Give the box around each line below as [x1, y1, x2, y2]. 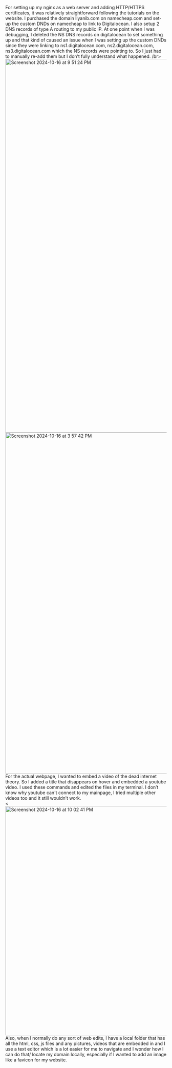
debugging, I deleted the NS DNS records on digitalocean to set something [5, 32, 163, 37]
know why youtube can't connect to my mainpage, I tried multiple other [5, 789, 156, 796]
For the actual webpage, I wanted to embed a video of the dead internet [5, 773, 157, 779]
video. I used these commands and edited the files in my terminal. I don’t [5, 784, 159, 790]
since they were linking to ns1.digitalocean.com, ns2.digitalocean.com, [5, 42, 155, 48]
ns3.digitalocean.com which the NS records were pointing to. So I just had [5, 48, 162, 54]
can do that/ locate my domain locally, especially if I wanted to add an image [5, 1052, 167, 1057]
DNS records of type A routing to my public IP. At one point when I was [5, 26, 155, 32]
